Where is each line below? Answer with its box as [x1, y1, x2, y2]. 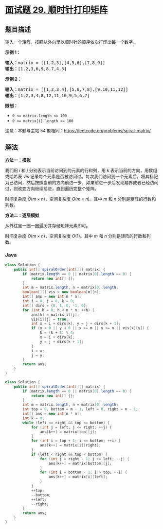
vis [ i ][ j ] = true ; [31, 317, 69, 322]
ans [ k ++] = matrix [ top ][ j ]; [39, 429, 97, 434]
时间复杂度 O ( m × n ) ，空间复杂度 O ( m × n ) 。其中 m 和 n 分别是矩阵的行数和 [5, 196, 156, 202]
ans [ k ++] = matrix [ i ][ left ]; [48, 475, 108, 479]
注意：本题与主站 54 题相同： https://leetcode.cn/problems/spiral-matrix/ [5, 128, 151, 134]
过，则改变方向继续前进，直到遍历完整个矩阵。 [5, 186, 99, 191]
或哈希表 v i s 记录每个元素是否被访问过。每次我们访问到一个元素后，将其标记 [5, 173, 158, 179]
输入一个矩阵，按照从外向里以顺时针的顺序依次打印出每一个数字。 [5, 39, 137, 45]
